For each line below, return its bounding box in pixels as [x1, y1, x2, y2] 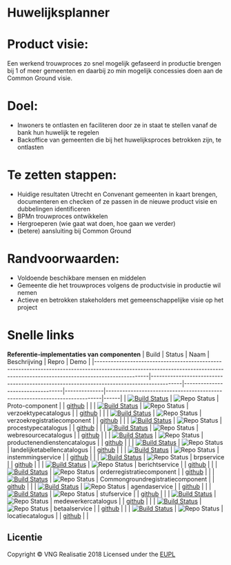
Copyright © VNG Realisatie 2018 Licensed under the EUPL [7, 550, 176, 558]
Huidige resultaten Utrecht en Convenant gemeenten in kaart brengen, [17, 190, 218, 198]
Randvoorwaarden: [7, 251, 120, 267]
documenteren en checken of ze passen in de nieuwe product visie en [17, 198, 217, 205]
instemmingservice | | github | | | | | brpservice [7, 452, 225, 461]
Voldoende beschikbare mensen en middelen [17, 274, 146, 282]
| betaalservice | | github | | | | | [50, 504, 223, 513]
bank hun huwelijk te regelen [17, 128, 100, 137]
